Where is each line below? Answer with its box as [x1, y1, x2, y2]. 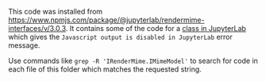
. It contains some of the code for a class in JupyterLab [65, 24, 246, 33]
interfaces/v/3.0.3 [8, 24, 66, 33]
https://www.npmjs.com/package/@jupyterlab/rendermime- [8, 15, 205, 25]
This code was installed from [8, 7, 103, 16]
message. [8, 41, 40, 50]
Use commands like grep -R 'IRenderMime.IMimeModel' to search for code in [8, 56, 258, 65]
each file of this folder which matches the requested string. [8, 64, 202, 74]
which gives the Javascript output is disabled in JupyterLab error [8, 32, 233, 41]
